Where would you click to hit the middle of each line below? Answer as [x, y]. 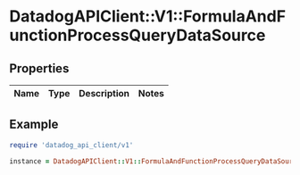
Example [34, 125]
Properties [39, 68]
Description [104, 93]
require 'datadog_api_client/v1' [71, 145]
